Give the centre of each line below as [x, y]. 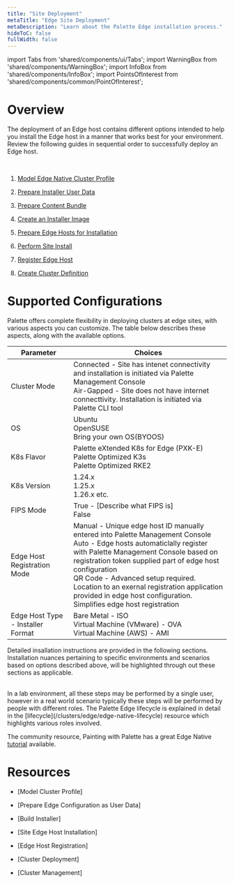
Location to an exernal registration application [148, 587]
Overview [36, 110]
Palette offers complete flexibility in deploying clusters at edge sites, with [112, 321]
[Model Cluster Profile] [50, 791]
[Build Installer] [39, 818]
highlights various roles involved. [54, 723]
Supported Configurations [85, 301]
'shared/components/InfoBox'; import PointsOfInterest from [93, 75]
